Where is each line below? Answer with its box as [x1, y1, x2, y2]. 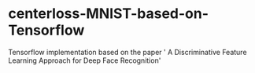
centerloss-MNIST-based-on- [8, 5, 209, 23]
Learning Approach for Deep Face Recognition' [8, 56, 161, 65]
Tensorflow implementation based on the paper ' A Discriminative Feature [8, 47, 247, 57]
